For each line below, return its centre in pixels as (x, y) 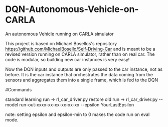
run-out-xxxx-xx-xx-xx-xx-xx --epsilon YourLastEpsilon (77, 104)
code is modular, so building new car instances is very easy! (67, 59)
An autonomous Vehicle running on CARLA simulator (59, 34)
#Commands (19, 89)
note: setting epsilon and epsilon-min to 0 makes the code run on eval (77, 114)
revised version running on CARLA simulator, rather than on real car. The (80, 54)
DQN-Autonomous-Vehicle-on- (72, 9)
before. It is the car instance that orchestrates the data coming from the (79, 74)
